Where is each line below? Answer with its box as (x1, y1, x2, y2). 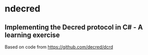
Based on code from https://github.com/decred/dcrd (4, 44, 113, 50)
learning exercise (4, 30, 60, 39)
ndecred (4, 3, 40, 14)
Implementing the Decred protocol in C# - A (4, 23, 143, 31)
